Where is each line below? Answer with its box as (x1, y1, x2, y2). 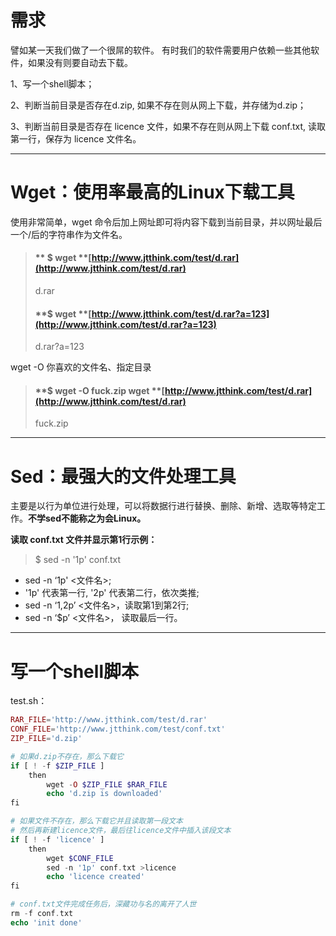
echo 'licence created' (46, 872, 145, 882)
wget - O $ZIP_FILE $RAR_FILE (46, 779, 168, 790)
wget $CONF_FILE (46, 853, 114, 863)
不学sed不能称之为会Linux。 (28, 512, 147, 525)
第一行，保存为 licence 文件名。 (10, 132, 142, 145)
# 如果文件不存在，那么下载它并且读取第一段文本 (10, 816, 183, 826)
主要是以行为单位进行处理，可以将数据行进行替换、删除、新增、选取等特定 (10, 500, 317, 512)
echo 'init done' (10, 917, 83, 928)
